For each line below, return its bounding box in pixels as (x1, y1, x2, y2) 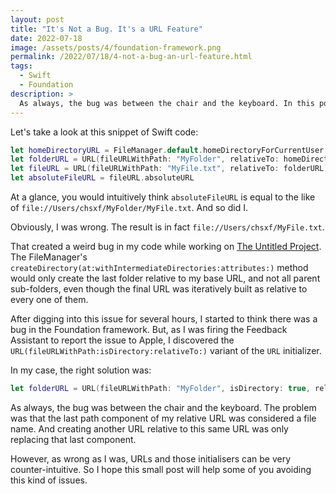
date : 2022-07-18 (10, 33, 83, 43)
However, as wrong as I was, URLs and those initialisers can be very (10, 452, 292, 465)
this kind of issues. (10, 474, 88, 486)
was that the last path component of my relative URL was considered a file (10, 412, 317, 424)
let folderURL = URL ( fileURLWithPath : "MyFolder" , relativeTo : (10, 154, 280, 165)
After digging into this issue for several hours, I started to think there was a (10, 313, 318, 325)
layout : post (10, 14, 65, 25)
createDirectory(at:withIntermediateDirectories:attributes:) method (10, 262, 309, 273)
